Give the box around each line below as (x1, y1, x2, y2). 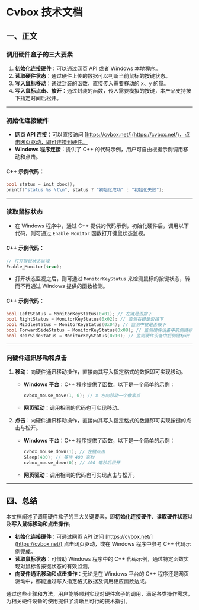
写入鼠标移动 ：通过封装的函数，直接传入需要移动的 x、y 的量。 (14, 80, 169, 87)
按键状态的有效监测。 (40, 562, 93, 570)
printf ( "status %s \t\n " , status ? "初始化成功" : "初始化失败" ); (6, 187, 165, 193)
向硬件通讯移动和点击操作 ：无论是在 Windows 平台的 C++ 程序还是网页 (14, 570, 190, 577)
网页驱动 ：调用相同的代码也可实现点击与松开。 (23, 471, 138, 478)
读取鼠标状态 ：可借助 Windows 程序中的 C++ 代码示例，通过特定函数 (14, 555, 184, 562)
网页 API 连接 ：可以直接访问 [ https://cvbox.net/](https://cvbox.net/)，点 (14, 131, 190, 138)
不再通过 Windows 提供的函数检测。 (20, 283, 108, 290)
